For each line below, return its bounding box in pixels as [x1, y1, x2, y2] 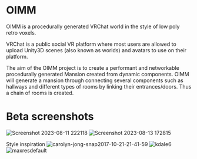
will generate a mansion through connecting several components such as [6, 77, 183, 84]
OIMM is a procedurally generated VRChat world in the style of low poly [6, 23, 180, 30]
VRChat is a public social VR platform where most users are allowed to [6, 40, 176, 48]
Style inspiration [6, 140, 46, 147]
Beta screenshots [6, 110, 94, 123]
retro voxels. [6, 29, 36, 36]
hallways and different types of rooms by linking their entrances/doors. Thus [6, 83, 192, 90]
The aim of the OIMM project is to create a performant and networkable [6, 64, 179, 71]
